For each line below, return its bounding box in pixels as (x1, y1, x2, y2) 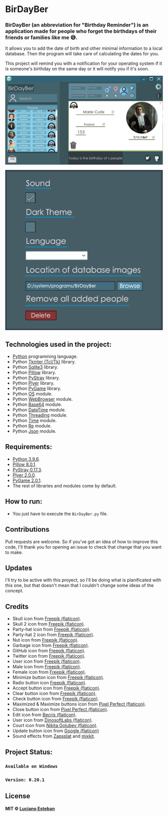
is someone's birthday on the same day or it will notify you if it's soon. (5, 66, 149, 72)
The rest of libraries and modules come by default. (12, 482, 117, 488)
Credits (5, 602, 29, 611)
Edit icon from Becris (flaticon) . (12, 712, 77, 718)
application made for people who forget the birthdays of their (5, 28, 157, 35)
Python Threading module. (12, 412, 67, 418)
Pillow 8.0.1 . (12, 461, 36, 467)
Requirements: (5, 443, 52, 451)
